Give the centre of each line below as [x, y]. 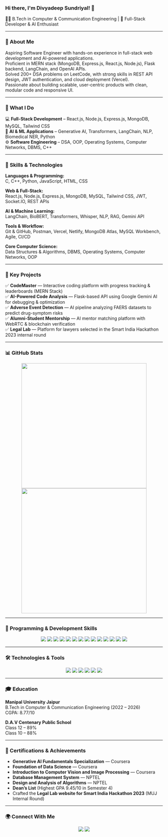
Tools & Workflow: [24, 226]
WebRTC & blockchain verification [40, 324]
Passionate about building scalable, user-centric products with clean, [76, 85]
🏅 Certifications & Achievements [45, 750]
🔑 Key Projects [23, 275]
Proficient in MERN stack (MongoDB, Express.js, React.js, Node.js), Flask [80, 63]
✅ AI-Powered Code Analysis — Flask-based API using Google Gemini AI [81, 297]
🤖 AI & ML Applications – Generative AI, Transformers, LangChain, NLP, [79, 131]
